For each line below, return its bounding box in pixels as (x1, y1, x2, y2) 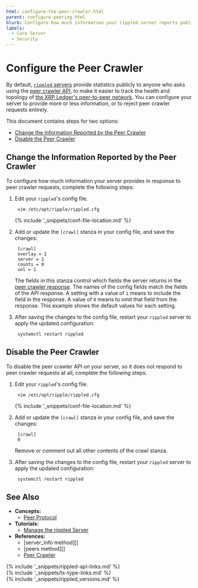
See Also (6, 492, 39, 502)
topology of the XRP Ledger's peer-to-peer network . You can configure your (6, 93, 192, 100)
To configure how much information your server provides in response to (6, 177, 181, 184)
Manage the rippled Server (23, 527, 89, 534)
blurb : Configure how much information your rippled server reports (6, 19, 178, 25)
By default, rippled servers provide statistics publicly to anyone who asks (6, 81, 186, 88)
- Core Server (11, 31, 46, 37)
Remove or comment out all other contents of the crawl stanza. (14, 447, 168, 454)
